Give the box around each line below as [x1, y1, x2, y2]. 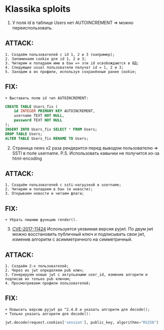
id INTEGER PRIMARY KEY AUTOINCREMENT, [14, 109, 95, 114]
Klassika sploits [5, 3, 71, 15]
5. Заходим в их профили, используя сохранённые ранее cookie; [5, 69, 137, 74]
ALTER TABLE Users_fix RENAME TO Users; [5, 136, 89, 141]
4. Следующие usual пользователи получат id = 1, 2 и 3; [5, 65, 124, 70]
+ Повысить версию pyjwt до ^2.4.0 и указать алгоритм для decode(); [5, 307, 150, 312]
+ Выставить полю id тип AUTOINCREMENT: [5, 96, 89, 101]
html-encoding [12, 155, 43, 161]
